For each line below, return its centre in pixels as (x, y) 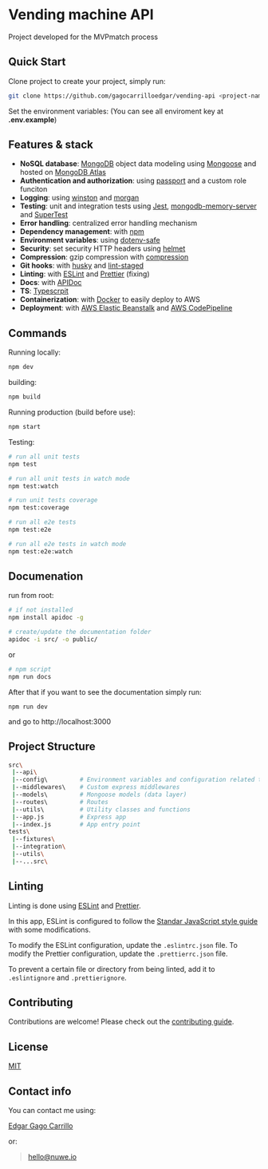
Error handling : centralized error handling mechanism (108, 223)
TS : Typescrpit (44, 291)
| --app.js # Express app (69, 817)
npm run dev (28, 707)
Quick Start (37, 62)
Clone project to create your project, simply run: (87, 81)
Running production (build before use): (72, 412)
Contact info (40, 1091)
